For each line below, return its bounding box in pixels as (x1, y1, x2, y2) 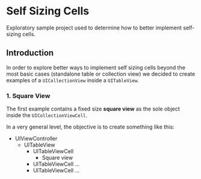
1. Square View (6, 91, 51, 100)
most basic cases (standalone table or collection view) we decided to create (6, 70, 196, 77)
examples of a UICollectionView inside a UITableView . (6, 76, 140, 83)
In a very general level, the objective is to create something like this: (6, 123, 175, 130)
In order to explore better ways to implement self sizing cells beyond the (6, 64, 185, 71)
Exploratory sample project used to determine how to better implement (6, 24, 182, 31)
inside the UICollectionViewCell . (6, 112, 88, 119)
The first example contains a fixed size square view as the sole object (6, 105, 181, 112)
